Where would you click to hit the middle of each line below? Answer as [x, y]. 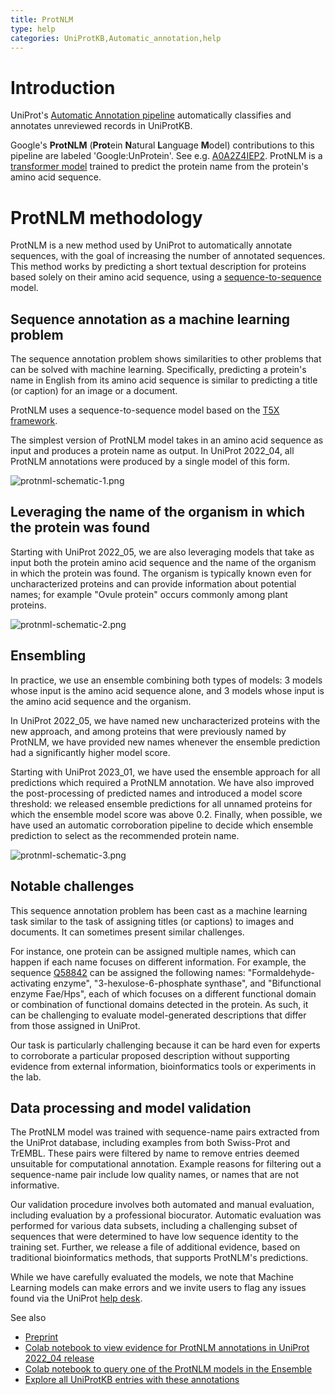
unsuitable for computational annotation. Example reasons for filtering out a [166, 1164]
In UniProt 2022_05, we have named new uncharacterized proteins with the [165, 720]
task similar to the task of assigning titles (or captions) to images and [152, 921]
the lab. [26, 1077]
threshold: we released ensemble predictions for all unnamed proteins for [161, 803]
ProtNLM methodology [106, 217]
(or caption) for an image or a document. [94, 391]
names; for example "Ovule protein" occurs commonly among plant [149, 594]
